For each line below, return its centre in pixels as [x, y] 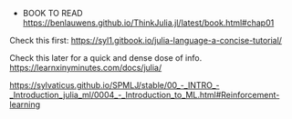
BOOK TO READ [53, 13]
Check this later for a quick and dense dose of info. [106, 58]
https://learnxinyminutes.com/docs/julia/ [86, 68]
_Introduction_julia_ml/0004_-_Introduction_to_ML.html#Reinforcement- [145, 95]
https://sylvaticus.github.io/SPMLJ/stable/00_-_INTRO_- [115, 85]
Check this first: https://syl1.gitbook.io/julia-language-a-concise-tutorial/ [146, 40]
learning [25, 104]
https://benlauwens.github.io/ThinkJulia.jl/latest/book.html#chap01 [148, 23]
